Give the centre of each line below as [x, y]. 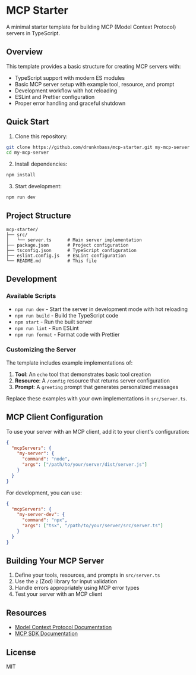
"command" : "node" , [46, 459]
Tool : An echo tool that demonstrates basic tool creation [83, 374]
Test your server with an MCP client [59, 594]
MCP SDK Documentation [46, 634]
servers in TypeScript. [33, 33]
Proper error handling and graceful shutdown [70, 103]
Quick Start [28, 122]
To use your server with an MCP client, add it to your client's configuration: [98, 431]
